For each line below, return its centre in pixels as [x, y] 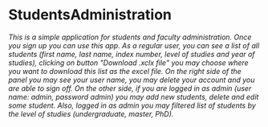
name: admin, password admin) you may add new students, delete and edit [134, 96]
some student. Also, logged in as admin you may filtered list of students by [132, 105]
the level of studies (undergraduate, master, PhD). [91, 113]
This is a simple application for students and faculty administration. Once [130, 37]
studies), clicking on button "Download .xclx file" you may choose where [128, 63]
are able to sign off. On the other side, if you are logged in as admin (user [130, 88]
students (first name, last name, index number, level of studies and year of [132, 54]
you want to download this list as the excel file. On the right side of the [125, 71]
